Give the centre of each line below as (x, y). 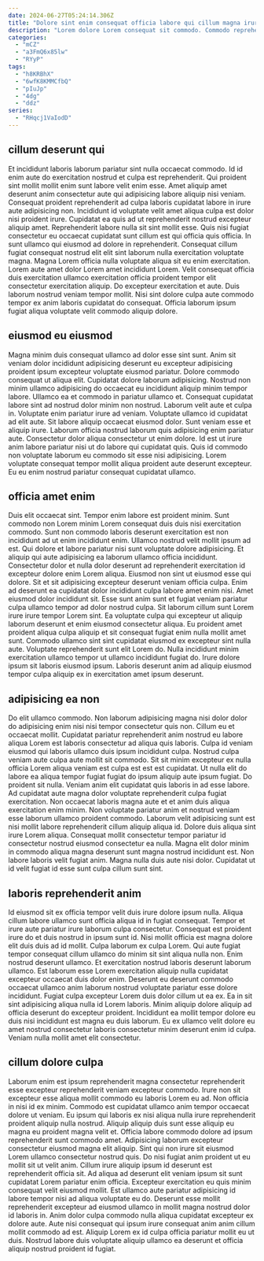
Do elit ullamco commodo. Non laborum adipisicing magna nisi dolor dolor (128, 718)
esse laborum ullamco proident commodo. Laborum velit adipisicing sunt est (132, 819)
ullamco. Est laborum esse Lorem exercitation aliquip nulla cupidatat (118, 971)
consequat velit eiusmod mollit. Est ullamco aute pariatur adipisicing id (122, 1190)
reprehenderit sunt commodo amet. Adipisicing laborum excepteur (116, 1140)
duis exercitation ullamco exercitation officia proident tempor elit (112, 277)
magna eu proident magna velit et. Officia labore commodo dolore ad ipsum (130, 1131)
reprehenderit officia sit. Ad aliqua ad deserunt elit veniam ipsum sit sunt (125, 1173)
